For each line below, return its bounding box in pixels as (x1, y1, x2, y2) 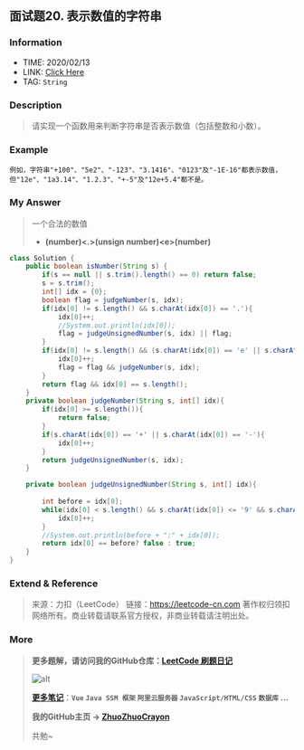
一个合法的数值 (31, 218, 88, 229)
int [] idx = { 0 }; (42, 288, 107, 297)
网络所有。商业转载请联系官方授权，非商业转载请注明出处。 (31, 610, 254, 622)
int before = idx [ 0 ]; (42, 497, 124, 507)
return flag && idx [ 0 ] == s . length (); (42, 379, 188, 389)
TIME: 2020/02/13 (22, 57, 90, 68)
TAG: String (22, 76, 68, 87)
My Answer (9, 196, 62, 209)
